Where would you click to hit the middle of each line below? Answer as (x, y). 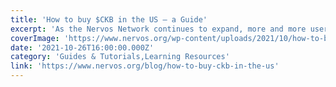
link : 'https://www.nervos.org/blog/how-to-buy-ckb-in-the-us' (145, 66)
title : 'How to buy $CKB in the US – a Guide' (109, 19)
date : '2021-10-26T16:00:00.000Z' (82, 47)
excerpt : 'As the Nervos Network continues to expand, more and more (158, 29)
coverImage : (35, 38)
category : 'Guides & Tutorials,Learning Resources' (120, 57)
